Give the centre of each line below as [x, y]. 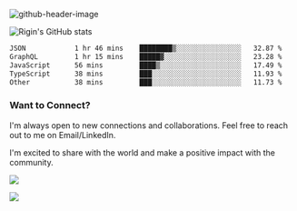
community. [31, 162]
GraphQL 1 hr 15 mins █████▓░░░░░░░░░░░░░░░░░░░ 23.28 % [146, 56]
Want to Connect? [50, 105]
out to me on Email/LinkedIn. [63, 135]
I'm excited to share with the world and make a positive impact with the [142, 152]
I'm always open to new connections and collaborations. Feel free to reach [149, 125]
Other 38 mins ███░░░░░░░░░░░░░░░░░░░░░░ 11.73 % [146, 82]
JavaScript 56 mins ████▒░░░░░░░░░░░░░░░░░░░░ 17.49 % [146, 65]
